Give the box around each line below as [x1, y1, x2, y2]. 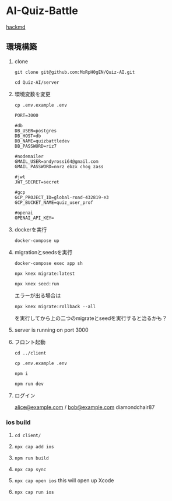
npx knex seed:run [14, 281, 59, 287]
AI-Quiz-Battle [6, 4, 79, 18]
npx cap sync [14, 467, 47, 473]
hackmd [6, 23, 26, 30]
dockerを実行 [14, 226, 47, 233]
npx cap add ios [14, 444, 54, 450]
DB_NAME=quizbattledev [14, 138, 70, 144]
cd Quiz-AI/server [14, 79, 59, 86]
